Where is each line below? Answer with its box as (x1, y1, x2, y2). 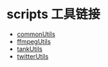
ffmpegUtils (16, 37, 51, 45)
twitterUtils (16, 52, 49, 60)
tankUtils (16, 45, 43, 53)
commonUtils (16, 29, 55, 38)
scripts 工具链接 (6, 6, 101, 22)
